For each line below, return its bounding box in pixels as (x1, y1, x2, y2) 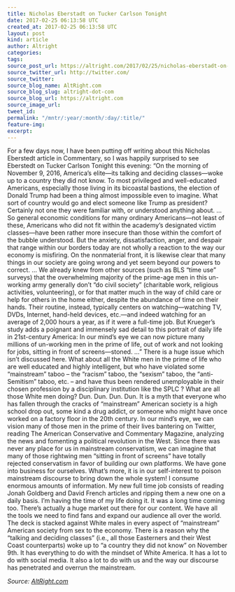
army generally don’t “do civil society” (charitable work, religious (31, 281, 219, 289)
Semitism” (7, 378, 37, 386)
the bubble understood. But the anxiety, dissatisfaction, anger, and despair (7, 236, 222, 245)
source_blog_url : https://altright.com (7, 95, 124, 102)
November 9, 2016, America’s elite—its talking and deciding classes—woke (7, 169, 224, 177)
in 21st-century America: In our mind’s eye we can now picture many (7, 333, 205, 341)
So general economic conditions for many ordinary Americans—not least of (7, 214, 225, 222)
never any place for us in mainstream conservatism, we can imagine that (7, 444, 217, 453)
